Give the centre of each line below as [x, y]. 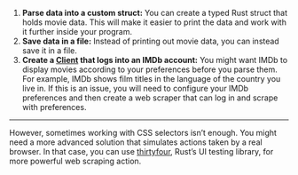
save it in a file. [50, 51]
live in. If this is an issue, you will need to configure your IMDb [135, 88]
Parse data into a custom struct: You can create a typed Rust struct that [155, 13]
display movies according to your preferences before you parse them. [149, 69]
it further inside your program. [77, 32]
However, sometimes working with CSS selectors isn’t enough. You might [143, 133]
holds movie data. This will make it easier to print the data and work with [154, 22]
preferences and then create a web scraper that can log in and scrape [150, 98]
